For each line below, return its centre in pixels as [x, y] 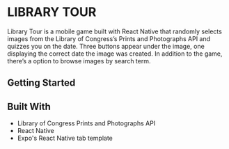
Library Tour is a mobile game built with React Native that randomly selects [115, 31]
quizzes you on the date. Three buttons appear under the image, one [106, 46]
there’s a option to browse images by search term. [79, 61]
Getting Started [41, 83]
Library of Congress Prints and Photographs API [86, 123]
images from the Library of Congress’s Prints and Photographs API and [109, 38]
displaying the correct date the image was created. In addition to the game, [115, 54]
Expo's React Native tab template [65, 138]
